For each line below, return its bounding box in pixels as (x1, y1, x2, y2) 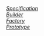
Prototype (6, 23, 31, 30)
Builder (6, 11, 23, 18)
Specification (6, 5, 38, 12)
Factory (6, 17, 25, 24)
